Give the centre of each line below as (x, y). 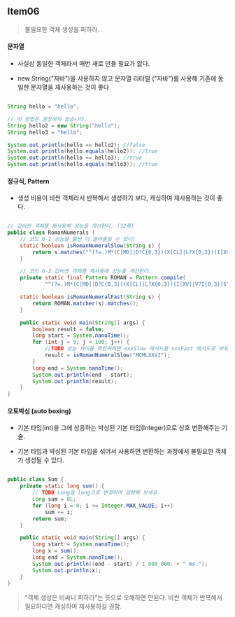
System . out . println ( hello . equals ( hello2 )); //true (83, 151)
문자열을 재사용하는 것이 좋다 (70, 88)
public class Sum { (36, 480)
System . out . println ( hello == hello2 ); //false (76, 145)
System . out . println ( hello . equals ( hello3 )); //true (83, 165)
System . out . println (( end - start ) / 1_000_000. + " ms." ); (120, 564)
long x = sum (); (56, 551)
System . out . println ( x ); (67, 570)
